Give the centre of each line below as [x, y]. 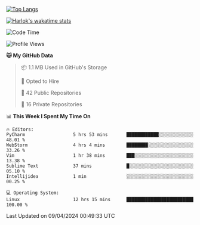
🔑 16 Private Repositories [51, 104]
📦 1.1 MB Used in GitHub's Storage [64, 67]
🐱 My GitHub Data [30, 56]
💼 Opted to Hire [40, 81]
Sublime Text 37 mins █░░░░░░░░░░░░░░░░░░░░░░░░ [100, 166]
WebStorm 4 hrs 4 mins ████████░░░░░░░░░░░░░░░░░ [100, 145]
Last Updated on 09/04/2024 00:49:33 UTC [61, 216]
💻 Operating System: [33, 193]
